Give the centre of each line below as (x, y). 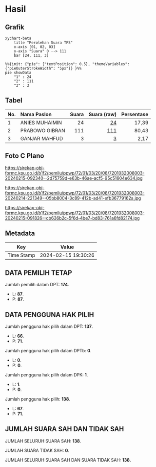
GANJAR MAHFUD (42, 138)
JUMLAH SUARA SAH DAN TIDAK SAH (65, 429)
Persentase (135, 114)
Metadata (20, 233)
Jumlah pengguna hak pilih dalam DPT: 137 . (49, 326)
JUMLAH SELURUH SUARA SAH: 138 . (43, 441)
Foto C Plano (25, 156)
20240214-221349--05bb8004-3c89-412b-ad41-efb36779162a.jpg (73, 198)
